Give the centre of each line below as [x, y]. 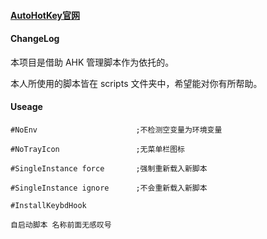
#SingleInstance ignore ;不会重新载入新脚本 [109, 188]
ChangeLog [35, 39]
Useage [26, 107]
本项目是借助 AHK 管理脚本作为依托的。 [92, 62]
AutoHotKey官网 [45, 15]
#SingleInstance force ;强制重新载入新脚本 [109, 169]
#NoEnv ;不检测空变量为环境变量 [116, 130]
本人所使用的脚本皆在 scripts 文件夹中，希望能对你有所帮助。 [136, 83]
